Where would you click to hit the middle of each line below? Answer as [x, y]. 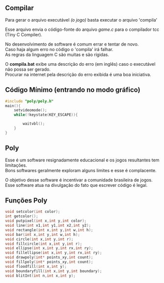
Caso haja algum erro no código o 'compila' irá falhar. [59, 49]
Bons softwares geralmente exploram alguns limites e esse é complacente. [81, 170]
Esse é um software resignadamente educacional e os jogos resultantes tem [82, 160]
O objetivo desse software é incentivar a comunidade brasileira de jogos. [79, 180]
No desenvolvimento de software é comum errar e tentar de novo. [72, 44]
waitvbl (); [34, 124]
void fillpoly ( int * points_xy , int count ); [49, 262]
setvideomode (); [31, 110]
